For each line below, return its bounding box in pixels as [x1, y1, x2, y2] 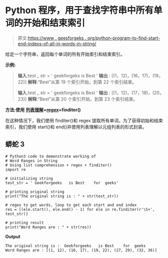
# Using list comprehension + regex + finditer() [5, 162, 112, 167]
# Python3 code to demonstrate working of [5, 154, 96, 159]
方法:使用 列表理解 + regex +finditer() [5, 107, 81, 113]
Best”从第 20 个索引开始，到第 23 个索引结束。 [39, 96, 138, 102]
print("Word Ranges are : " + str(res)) [5, 225, 92, 230]
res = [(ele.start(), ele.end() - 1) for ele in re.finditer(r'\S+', [5, 207, 155, 212]
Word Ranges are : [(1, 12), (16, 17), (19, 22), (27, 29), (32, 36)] [5, 247, 157, 253]
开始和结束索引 [23, 17, 86, 29]
